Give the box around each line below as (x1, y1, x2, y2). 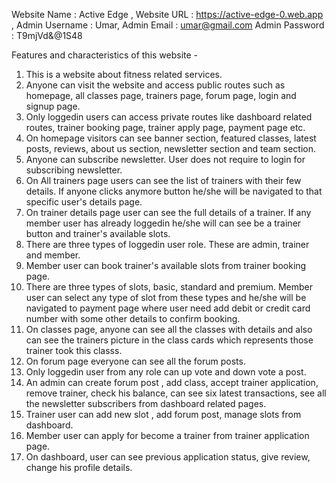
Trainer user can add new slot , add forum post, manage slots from (25, 409, 302, 420)
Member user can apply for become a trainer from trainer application (25, 430, 310, 441)
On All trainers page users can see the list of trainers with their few (25, 175, 302, 186)
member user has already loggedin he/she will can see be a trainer (25, 217, 302, 229)
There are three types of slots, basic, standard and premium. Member (25, 281, 313, 293)
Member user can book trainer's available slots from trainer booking (25, 260, 307, 271)
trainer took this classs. (25, 345, 123, 356)
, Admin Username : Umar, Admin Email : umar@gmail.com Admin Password (11, 19, 325, 31)
